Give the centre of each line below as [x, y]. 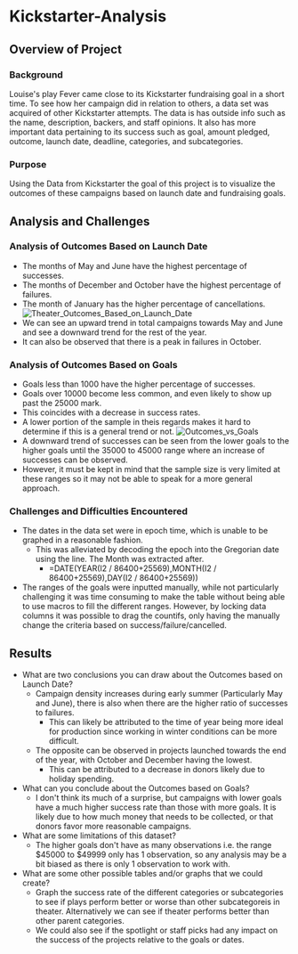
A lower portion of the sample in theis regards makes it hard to [136, 422]
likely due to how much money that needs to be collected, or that [154, 817]
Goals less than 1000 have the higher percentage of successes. [139, 384]
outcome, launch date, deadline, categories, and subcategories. [126, 141]
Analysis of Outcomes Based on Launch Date [109, 247]
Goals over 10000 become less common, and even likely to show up [147, 394]
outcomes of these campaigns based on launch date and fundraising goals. [148, 193]
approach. [41, 488]
